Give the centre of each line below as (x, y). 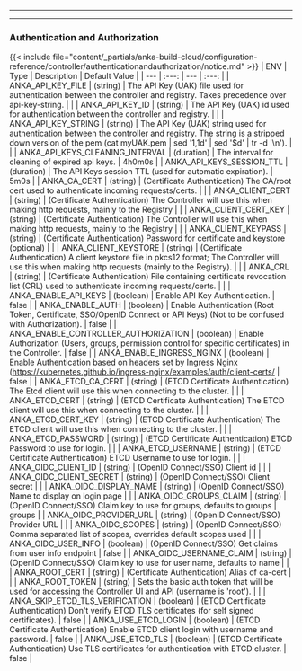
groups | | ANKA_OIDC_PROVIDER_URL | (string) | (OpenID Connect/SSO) (145, 515)
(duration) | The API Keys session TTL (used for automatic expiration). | (141, 172)
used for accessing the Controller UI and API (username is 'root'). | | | (138, 592)
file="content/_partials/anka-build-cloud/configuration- (155, 57)
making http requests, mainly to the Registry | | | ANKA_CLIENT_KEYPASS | (148, 229)
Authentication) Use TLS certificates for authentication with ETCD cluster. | (148, 649)
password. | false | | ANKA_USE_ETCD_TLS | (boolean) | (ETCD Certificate (146, 640)
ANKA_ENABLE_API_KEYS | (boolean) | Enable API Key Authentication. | (142, 296)
